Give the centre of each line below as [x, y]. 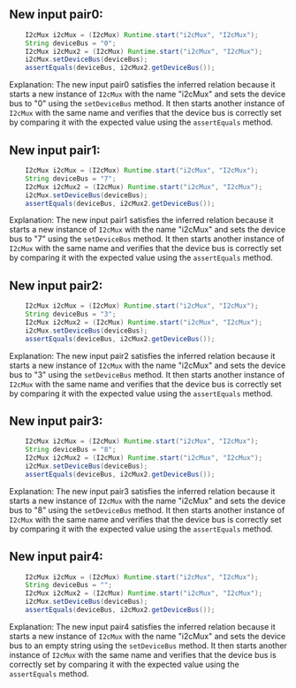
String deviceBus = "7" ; [71, 179]
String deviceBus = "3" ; [71, 314]
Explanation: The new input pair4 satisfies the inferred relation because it [142, 626]
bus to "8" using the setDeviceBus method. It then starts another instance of [147, 510]
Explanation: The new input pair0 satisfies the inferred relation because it [142, 85]
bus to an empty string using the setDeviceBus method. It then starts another [148, 646]
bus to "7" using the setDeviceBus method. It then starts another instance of [147, 239]
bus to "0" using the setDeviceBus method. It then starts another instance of [147, 103]
